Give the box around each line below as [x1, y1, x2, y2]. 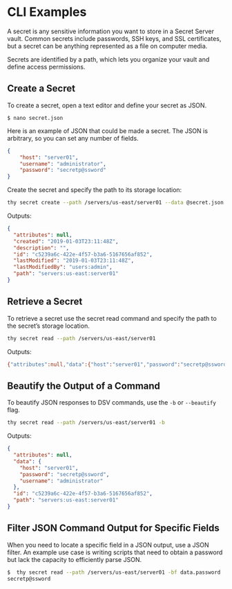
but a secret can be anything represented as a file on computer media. [7, 42, 208, 50]
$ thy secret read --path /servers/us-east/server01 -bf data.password [7, 569, 221, 576]
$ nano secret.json [7, 114, 64, 121]
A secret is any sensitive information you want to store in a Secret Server [7, 27, 214, 35]
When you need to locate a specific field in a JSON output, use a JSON [7, 540, 209, 549]
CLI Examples [7, 4, 87, 20]
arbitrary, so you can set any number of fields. [7, 134, 139, 142]
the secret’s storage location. [7, 322, 90, 330]
